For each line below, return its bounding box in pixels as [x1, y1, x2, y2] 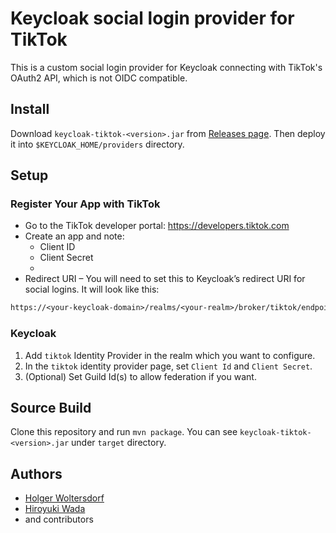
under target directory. [71, 437, 167, 449]
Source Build [10, 400, 92, 416]
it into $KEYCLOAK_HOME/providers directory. [10, 138, 185, 150]
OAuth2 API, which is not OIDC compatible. [10, 72, 188, 84]
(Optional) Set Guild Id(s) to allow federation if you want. [24, 370, 257, 382]
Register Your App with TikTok [10, 197, 161, 211]
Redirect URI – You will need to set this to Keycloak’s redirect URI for [24, 273, 306, 285]
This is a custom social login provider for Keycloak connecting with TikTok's [10, 61, 323, 73]
